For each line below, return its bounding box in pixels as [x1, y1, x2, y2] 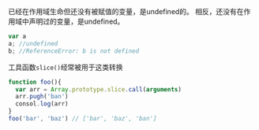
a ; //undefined [8, 39, 58, 47]
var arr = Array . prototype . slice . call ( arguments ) [15, 85, 182, 93]
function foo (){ [8, 78, 62, 86]
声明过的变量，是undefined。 [28, 17, 125, 26]
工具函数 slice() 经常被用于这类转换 [8, 62, 124, 72]
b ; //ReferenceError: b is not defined [8, 46, 140, 55]
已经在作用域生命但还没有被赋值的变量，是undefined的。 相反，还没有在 [8, 7, 244, 16]
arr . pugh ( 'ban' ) [15, 93, 69, 101]
